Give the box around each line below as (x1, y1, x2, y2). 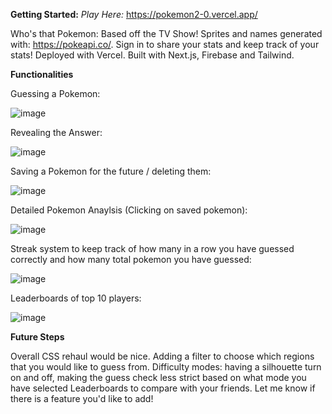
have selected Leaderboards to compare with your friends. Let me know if (10, 382, 316, 394)
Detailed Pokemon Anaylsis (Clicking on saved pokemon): (10, 204, 248, 216)
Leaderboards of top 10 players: (10, 292, 142, 304)
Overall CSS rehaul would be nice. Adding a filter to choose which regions (10, 350, 315, 362)
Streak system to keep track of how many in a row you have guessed (10, 243, 295, 254)
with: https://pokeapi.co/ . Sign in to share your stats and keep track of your (10, 39, 320, 50)
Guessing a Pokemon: (10, 88, 101, 99)
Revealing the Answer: (10, 127, 103, 138)
